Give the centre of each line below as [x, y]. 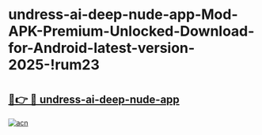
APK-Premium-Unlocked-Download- [131, 31]
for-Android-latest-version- [102, 48]
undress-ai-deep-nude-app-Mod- [123, 15]
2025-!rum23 [54, 65]
